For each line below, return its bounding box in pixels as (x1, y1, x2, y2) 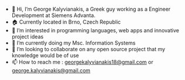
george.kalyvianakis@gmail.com (11, 67, 91, 74)
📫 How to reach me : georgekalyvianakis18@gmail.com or (11, 59, 154, 65)
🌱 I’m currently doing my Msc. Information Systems (11, 39, 136, 46)
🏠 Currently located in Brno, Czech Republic (11, 18, 122, 25)
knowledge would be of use (11, 52, 79, 59)
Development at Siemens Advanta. (11, 12, 96, 19)
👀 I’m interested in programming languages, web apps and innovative (11, 27, 179, 34)
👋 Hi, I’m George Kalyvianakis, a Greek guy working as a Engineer (11, 6, 171, 12)
